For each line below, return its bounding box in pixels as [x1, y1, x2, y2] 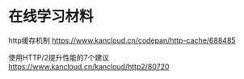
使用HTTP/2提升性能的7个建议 [8, 52, 109, 62]
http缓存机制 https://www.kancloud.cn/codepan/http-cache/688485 [8, 35, 236, 45]
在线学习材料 [8, 7, 95, 26]
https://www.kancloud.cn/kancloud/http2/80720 [8, 61, 170, 71]
